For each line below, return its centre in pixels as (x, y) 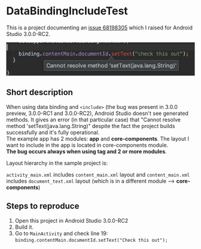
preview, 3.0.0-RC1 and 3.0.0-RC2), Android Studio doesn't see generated (97, 113)
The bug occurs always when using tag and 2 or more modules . (87, 151)
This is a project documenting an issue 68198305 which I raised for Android (99, 28)
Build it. (24, 227)
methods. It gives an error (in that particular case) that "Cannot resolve (94, 119)
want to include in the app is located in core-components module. (87, 145)
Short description (40, 92)
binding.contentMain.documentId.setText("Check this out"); (91, 240)
